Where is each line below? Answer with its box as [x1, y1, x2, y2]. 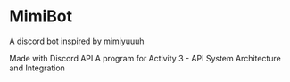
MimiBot [9, 6, 73, 27]
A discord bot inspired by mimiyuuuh [9, 36, 145, 46]
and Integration [9, 62, 65, 73]
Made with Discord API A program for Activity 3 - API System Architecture [9, 53, 281, 63]
